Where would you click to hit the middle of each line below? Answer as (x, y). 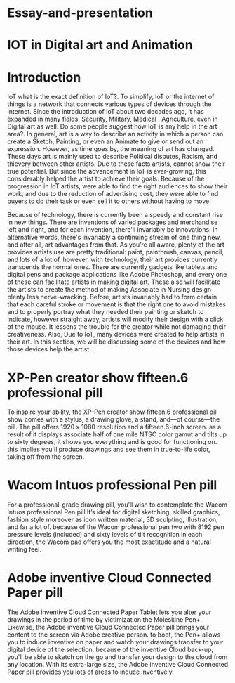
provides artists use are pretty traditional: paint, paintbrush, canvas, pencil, (116, 252)
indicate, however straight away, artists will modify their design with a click (115, 319)
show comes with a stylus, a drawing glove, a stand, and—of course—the (114, 419)
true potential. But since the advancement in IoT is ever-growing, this (107, 171)
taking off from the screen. (46, 457)
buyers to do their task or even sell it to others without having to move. (109, 201)
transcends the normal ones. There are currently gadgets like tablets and (113, 267)
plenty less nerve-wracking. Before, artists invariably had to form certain (112, 297)
